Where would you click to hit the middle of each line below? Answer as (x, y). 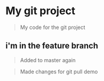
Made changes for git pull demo (59, 72)
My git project (40, 11)
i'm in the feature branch (52, 46)
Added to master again (48, 60)
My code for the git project (53, 27)
